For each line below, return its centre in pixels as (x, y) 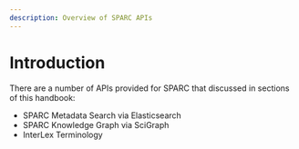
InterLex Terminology (62, 134)
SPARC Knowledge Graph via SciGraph (96, 124)
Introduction (57, 62)
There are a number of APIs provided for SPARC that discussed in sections (149, 88)
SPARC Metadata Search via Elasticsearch (102, 115)
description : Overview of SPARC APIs (81, 18)
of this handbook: (42, 97)
